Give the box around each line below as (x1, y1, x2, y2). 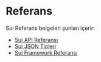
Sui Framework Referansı (14, 49, 78, 56)
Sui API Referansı (14, 36, 58, 43)
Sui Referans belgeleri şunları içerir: (5, 24, 95, 32)
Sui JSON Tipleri (14, 43, 56, 50)
